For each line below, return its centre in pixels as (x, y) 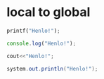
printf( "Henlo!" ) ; (33, 31)
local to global (48, 12)
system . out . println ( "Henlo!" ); (52, 69)
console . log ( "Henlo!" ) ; (41, 43)
